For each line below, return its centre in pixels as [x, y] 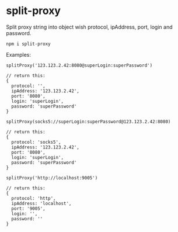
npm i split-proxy [28, 44]
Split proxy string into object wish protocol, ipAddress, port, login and [90, 27]
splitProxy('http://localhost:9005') [52, 178]
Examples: [18, 54]
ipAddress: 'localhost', [41, 203]
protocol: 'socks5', [36, 142]
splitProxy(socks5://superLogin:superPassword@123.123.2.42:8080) [88, 122]
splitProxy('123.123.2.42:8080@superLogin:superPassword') [79, 65]
